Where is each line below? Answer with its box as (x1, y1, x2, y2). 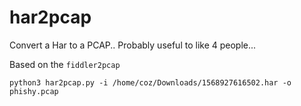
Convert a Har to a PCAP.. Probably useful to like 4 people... (9, 39, 257, 51)
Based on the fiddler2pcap (9, 58, 121, 70)
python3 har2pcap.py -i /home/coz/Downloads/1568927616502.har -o (9, 77, 292, 88)
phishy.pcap (9, 86, 59, 96)
